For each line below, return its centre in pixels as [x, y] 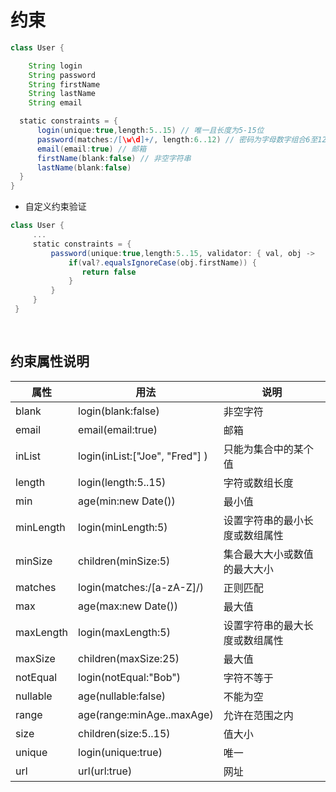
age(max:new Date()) [128, 606]
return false [109, 272]
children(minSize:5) [124, 561]
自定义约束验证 [55, 207]
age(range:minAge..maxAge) [146, 714]
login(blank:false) [119, 411]
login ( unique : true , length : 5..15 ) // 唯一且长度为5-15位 [150, 131]
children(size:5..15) [124, 733]
